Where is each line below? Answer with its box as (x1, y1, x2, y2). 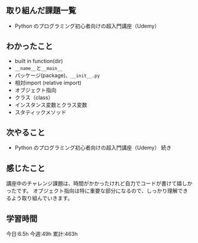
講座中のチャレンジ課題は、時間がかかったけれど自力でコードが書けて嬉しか (6, 180, 193, 187)
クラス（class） (14, 94, 54, 101)
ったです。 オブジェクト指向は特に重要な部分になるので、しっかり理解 (6, 188, 178, 195)
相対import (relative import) (14, 79, 82, 86)
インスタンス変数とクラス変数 (14, 101, 87, 108)
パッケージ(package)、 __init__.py (14, 71, 100, 78)
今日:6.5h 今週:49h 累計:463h (6, 231, 78, 238)
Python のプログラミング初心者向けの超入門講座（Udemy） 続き (14, 144, 172, 152)
